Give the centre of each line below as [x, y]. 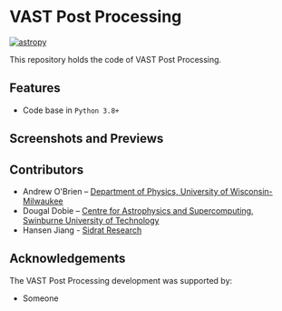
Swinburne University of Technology [91, 220]
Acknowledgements [68, 259]
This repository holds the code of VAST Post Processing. [116, 59]
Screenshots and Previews [87, 139]
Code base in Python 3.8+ [71, 110]
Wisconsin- [252, 191]
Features [35, 88]
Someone [40, 298]
